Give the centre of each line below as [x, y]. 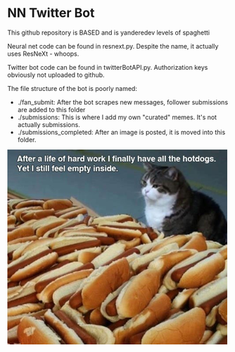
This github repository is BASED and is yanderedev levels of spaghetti [109, 32]
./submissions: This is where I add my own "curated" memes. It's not [117, 117]
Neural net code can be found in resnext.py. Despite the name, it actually [113, 46]
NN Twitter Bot [51, 13]
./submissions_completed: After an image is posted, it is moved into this [121, 132]
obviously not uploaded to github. [56, 75]
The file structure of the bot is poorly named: [72, 88]
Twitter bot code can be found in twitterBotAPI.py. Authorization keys [108, 67]
